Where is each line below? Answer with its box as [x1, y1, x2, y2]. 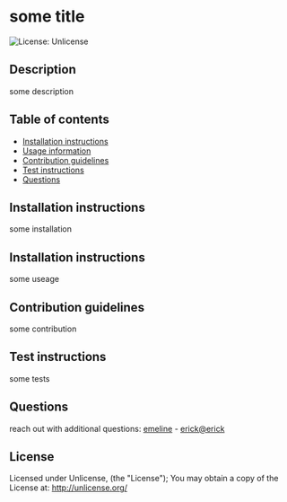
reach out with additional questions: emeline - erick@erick [9, 423, 225, 434]
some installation [9, 224, 72, 234]
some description [9, 85, 74, 96]
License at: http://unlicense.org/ [9, 482, 128, 493]
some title [9, 6, 85, 27]
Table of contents [9, 112, 109, 128]
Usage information [22, 145, 91, 156]
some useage [9, 274, 60, 285]
